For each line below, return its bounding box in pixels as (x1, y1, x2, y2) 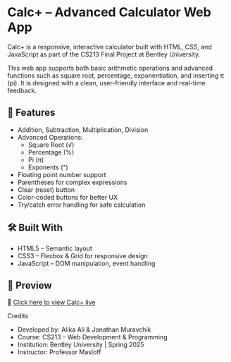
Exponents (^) (27, 163, 68, 171)
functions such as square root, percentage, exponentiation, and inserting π (7, 71, 224, 80)
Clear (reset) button (17, 185, 75, 194)
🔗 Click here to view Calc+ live (7, 298, 96, 307)
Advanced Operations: (17, 133, 83, 141)
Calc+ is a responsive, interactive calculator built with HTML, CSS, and (7, 42, 213, 51)
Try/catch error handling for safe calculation (17, 200, 146, 209)
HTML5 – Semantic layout (17, 244, 93, 253)
